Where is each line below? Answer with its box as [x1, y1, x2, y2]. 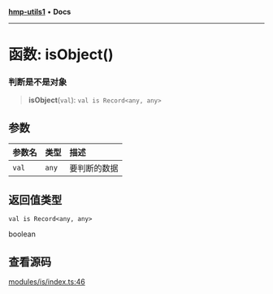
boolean [8, 229, 37, 239]
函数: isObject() [8, 45, 114, 64]
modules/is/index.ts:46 [8, 276, 85, 287]
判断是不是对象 [8, 76, 67, 88]
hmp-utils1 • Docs [8, 7, 71, 16]
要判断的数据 [69, 162, 119, 174]
